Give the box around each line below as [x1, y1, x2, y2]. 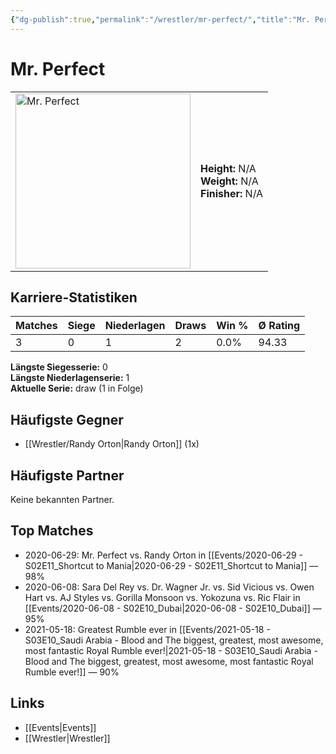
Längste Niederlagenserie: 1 [10, 372, 130, 384]
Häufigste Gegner [10, 411, 124, 428]
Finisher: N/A [200, 186, 264, 200]
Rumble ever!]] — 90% [24, 666, 120, 678]
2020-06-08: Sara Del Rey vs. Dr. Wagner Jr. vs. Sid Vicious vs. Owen [24, 581, 315, 593]
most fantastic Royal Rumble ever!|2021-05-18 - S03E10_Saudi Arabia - [24, 644, 318, 656]
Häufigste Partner [10, 467, 125, 484]
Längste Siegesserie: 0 [10, 361, 108, 373]
